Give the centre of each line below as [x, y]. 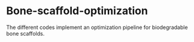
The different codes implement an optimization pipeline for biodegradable [97, 27]
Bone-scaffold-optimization [77, 11]
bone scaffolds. [25, 33]
